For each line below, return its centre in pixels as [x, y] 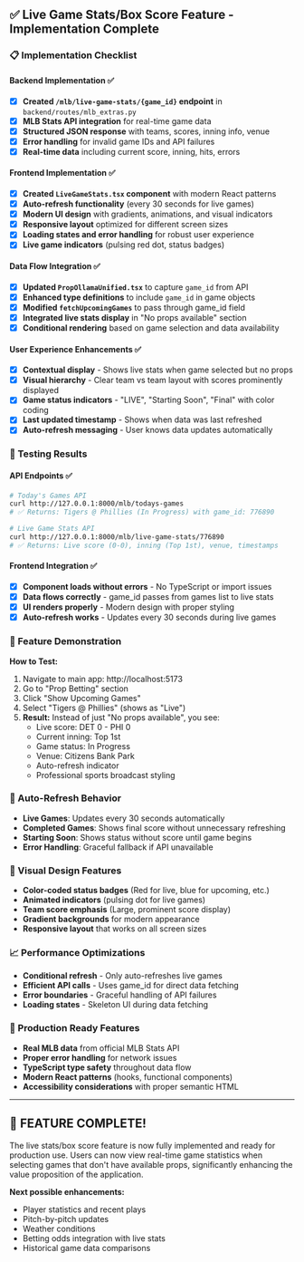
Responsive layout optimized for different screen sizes [125, 225]
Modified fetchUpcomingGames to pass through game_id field [134, 307]
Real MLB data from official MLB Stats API [101, 1048]
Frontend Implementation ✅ [62, 173]
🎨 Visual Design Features [66, 871]
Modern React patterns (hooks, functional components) [128, 1076]
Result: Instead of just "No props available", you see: [121, 717]
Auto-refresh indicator [77, 766]
